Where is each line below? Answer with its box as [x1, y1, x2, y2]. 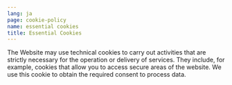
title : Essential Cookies [7, 29, 82, 37]
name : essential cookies [7, 23, 79, 30]
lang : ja [7, 10, 33, 17]
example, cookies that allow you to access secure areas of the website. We [7, 63, 222, 71]
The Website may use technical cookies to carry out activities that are [7, 48, 206, 57]
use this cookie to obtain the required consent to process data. [7, 70, 186, 79]
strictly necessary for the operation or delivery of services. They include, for [7, 56, 225, 64]
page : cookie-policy [7, 17, 67, 23]
